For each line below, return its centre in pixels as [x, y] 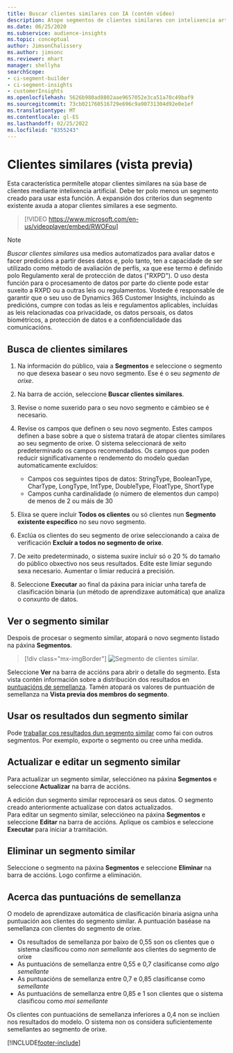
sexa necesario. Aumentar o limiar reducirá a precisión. [96, 571]
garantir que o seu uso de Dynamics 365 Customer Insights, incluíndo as [111, 298]
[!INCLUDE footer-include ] [44, 1043]
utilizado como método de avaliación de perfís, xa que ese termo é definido [115, 268]
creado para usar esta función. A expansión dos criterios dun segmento [110, 198]
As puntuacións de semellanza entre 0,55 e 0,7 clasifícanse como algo [118, 964]
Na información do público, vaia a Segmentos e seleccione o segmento [120, 366]
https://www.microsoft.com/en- [94, 219]
